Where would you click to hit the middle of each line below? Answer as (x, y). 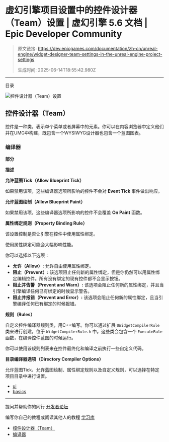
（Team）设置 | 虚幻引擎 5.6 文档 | (76, 23)
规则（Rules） (20, 315)
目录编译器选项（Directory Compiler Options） (55, 359)
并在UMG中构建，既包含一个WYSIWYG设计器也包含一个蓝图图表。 (74, 133)
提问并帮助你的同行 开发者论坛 (37, 407)
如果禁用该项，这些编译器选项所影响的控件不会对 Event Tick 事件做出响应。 (84, 191)
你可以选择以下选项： (27, 255)
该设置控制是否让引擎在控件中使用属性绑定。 (52, 234)
